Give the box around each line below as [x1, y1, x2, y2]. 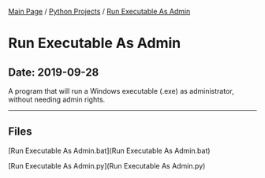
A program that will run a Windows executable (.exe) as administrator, [8, 87, 234, 95]
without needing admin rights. [8, 95, 106, 104]
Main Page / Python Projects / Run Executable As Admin [8, 7, 191, 16]
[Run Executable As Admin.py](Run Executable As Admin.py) [8, 161, 206, 170]
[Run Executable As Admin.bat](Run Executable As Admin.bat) [8, 146, 211, 155]
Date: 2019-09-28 [8, 65, 99, 79]
